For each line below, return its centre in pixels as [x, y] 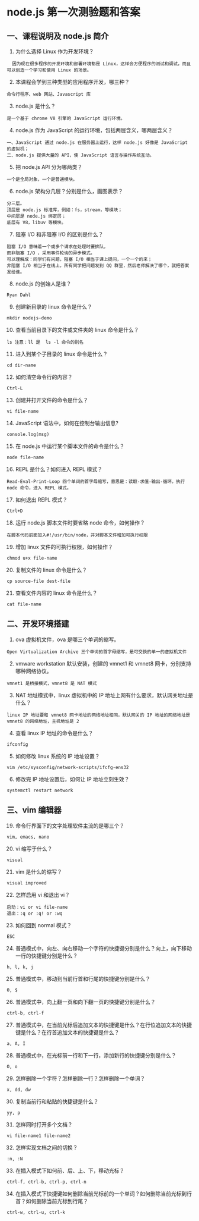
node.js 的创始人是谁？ [43, 284]
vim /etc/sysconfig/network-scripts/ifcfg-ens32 [68, 767]
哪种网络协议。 [33, 671]
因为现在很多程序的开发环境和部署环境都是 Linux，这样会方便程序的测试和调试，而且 [102, 64]
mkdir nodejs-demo [29, 318]
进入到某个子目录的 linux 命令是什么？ [62, 354]
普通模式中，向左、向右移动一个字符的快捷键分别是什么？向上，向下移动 [103, 948]
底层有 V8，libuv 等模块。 [36, 222]
